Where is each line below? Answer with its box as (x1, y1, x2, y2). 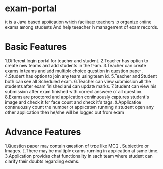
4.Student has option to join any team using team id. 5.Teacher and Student (5, 73, 157, 79)
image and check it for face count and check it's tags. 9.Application (5, 99, 141, 105)
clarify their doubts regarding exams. (5, 158, 80, 164)
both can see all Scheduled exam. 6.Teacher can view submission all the (5, 78, 151, 84)
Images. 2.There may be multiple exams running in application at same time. (5, 148, 159, 154)
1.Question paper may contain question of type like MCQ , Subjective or (5, 143, 149, 148)
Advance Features (5, 127, 81, 138)
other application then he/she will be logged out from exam (5, 109, 124, 115)
